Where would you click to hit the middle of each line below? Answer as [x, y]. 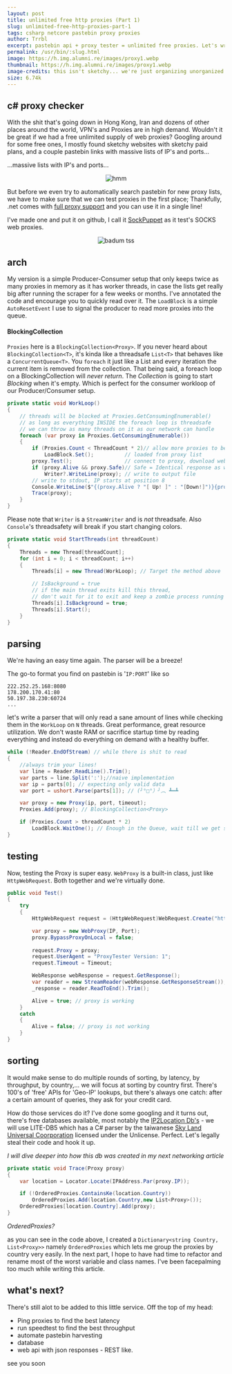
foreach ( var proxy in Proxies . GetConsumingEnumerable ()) [105, 436]
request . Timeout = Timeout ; [72, 963]
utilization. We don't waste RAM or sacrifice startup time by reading [103, 732]
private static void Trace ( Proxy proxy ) [66, 1168]
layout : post [26, 13]
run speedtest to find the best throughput [76, 1328]
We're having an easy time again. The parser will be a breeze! [95, 661]
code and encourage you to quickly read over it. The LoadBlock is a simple [113, 301]
